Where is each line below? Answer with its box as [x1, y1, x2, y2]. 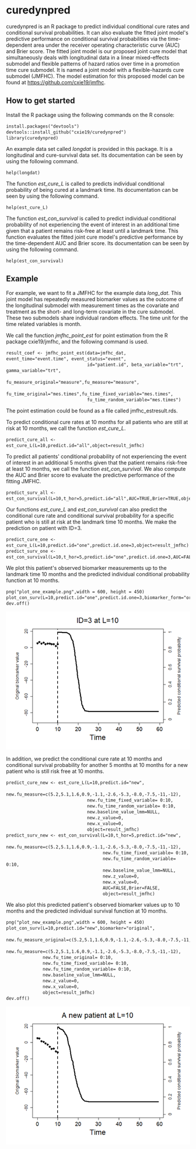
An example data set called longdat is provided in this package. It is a [6, 145, 173, 152]
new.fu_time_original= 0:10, [43, 954, 114, 960]
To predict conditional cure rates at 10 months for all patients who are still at [6, 418, 188, 425]
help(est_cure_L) [6, 204, 48, 211]
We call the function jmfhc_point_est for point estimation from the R [6, 332, 168, 339]
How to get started [6, 96, 75, 106]
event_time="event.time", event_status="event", [6, 356, 127, 362]
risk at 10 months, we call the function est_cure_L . [6, 425, 126, 432]
